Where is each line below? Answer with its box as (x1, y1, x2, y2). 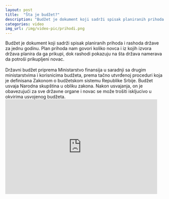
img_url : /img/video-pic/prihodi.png (5, 26, 85, 31)
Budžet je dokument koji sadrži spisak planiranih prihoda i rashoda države (5, 40, 159, 46)
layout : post (5, 7, 33, 13)
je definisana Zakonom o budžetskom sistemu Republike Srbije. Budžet (5, 78, 153, 84)
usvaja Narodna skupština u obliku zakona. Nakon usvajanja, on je (5, 83, 143, 89)
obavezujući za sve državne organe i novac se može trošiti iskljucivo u (5, 88, 152, 94)
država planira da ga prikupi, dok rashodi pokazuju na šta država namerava (5, 51, 162, 57)
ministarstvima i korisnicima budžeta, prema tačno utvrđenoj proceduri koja (5, 72, 163, 78)
